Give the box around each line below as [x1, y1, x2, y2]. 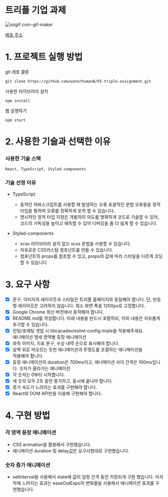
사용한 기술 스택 [5, 155, 41, 162]
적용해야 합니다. [12, 353, 44, 359]
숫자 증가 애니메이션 [5, 461, 51, 468]
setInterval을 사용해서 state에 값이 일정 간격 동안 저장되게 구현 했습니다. [12, 474, 154, 480]
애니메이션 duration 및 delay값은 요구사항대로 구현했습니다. [12, 447, 129, 454]
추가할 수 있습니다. [12, 321, 49, 327]
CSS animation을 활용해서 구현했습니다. [12, 441, 91, 447]
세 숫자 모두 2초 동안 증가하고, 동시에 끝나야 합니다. [12, 378, 113, 384]
